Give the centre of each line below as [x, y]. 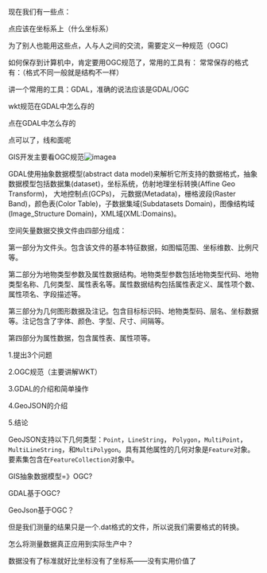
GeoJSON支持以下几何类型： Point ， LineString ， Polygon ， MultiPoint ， [128, 439]
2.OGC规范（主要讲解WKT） [55, 372]
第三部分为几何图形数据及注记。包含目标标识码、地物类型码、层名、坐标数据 [133, 311]
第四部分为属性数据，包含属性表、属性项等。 [81, 338]
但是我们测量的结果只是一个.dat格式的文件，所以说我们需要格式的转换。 [126, 527]
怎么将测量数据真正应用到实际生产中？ [71, 544]
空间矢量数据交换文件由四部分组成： [68, 230]
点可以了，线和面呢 [40, 140]
